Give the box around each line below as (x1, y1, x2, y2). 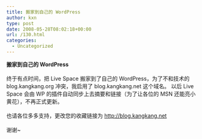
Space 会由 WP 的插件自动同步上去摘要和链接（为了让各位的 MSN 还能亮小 (6, 90, 196, 97)
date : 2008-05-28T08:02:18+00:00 (6, 26, 92, 32)
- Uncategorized (12, 43, 53, 50)
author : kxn (6, 15, 37, 21)
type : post (6, 20, 34, 26)
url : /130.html (6, 32, 45, 38)
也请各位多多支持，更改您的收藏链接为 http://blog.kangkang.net (6, 111, 167, 119)
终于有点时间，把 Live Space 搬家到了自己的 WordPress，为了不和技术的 (6, 75, 190, 82)
